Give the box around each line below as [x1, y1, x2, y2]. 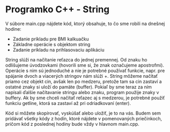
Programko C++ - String [5, 4, 109, 15]
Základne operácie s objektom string [12, 41, 91, 47]
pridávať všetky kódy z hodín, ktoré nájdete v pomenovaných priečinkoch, [5, 115, 162, 121]
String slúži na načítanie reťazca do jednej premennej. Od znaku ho [5, 56, 147, 62]
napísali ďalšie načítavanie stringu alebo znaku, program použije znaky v [5, 89, 159, 95]
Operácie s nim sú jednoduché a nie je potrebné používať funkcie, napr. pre [5, 68, 165, 74]
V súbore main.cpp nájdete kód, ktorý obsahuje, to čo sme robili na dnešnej [5, 20, 165, 27]
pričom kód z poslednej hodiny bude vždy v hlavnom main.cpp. [5, 121, 140, 127]
